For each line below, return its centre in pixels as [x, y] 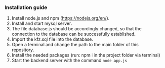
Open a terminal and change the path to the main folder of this [75, 45]
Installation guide [26, 7]
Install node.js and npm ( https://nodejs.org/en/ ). [61, 18]
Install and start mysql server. [42, 23]
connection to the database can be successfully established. [74, 34]
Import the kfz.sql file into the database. [52, 39]
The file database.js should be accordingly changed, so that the [77, 29]
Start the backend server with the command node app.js [69, 61]
